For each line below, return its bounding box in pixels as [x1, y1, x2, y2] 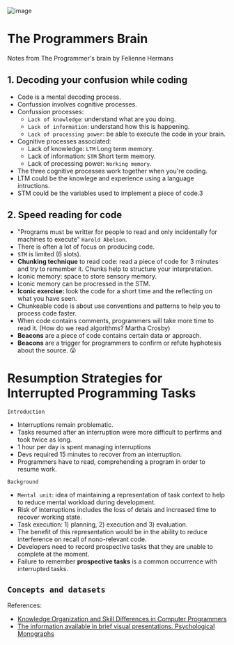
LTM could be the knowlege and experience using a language [17, 174, 194, 182]
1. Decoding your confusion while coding [7, 74, 188, 86]
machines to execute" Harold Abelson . [17, 235, 127, 243]
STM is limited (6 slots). [17, 249, 81, 258]
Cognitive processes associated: [17, 137, 111, 146]
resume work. [17, 465, 57, 473]
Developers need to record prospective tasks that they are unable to [17, 542, 214, 550]
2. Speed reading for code [7, 209, 123, 221]
